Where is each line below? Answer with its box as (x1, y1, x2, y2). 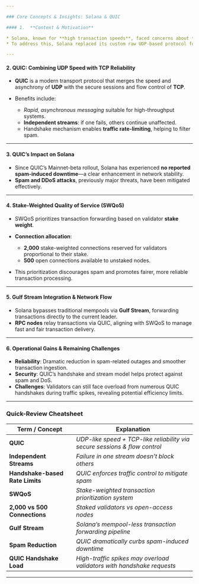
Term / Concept (17, 425, 63, 433)
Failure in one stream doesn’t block (76, 452, 174, 460)
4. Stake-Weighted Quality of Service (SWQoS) (6, 202, 124, 209)
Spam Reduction (9, 541, 57, 549)
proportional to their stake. (23, 250, 89, 257)
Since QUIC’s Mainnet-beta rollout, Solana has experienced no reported (14, 164, 191, 171)
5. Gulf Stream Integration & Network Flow (6, 293, 113, 301)
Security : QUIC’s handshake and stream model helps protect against (14, 370, 183, 377)
